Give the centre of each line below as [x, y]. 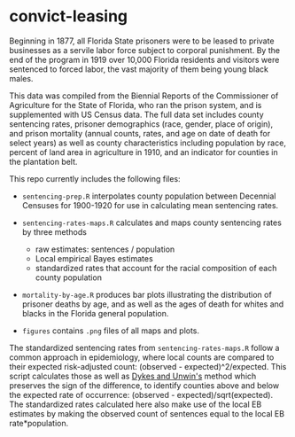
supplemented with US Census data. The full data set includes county [136, 114]
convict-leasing [69, 16]
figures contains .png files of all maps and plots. [111, 331]
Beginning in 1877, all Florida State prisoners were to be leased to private [142, 41]
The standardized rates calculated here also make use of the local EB [136, 404]
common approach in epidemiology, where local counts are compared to [142, 357]
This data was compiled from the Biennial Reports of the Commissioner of [144, 96]
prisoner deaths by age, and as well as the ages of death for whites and [153, 304]
